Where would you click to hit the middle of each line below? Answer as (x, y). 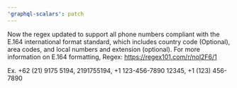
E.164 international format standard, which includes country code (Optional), (119, 42)
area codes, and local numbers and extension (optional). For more (104, 49)
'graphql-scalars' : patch (45, 14)
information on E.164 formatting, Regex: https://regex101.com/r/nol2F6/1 (112, 57)
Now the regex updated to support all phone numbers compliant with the (114, 34)
